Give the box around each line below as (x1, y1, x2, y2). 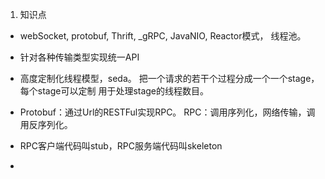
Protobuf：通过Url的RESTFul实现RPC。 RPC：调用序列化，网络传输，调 (19, 106, 316, 118)
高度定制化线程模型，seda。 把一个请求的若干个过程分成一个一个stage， (19, 73, 320, 84)
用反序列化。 (19, 119, 73, 130)
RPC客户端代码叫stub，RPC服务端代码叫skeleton (19, 140, 223, 152)
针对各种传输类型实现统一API (19, 51, 140, 63)
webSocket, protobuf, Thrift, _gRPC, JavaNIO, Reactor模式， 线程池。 (19, 30, 307, 42)
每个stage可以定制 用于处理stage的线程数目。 (19, 85, 210, 97)
